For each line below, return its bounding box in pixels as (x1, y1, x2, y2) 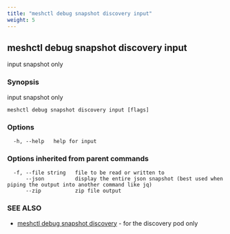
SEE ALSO (7, 204, 42, 213)
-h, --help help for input (13, 138, 97, 145)
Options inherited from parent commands (7, 153, 149, 163)
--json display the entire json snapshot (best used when (25, 175, 224, 182)
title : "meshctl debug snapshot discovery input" (7, 10, 153, 17)
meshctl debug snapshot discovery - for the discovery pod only (17, 219, 198, 227)
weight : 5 (7, 17, 36, 23)
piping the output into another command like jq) (7, 182, 153, 189)
